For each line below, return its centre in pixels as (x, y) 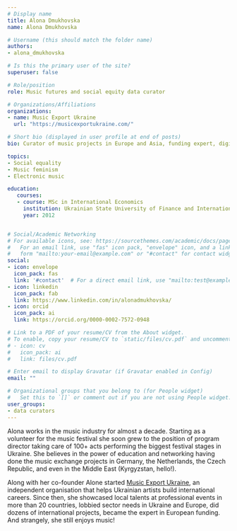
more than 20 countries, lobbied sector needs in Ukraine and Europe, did (113, 505)
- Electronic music (36, 176)
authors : (20, 47)
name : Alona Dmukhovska (42, 27)
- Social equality (34, 163)
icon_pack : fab (36, 293)
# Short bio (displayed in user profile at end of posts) (94, 137)
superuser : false (33, 72)
